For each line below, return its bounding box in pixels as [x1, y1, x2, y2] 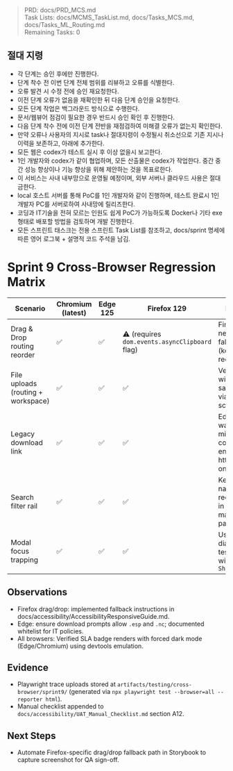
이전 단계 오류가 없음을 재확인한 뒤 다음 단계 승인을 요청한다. [17, 95, 180, 103]
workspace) [10, 396, 50, 406]
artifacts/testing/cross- [116, 681, 192, 688]
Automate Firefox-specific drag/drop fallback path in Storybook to [17, 748, 207, 756]
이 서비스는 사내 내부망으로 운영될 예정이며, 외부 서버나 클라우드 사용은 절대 [17, 174, 221, 182]
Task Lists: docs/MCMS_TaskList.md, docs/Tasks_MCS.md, [24, 13, 195, 22]
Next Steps [7, 729, 56, 742]
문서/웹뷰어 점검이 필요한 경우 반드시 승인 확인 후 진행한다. [17, 113, 175, 121]
